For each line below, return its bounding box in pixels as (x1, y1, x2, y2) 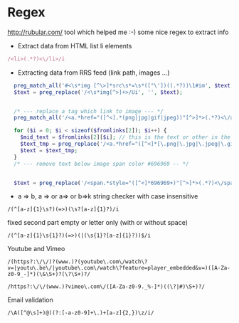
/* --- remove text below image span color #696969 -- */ (14, 160, 190, 167)
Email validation (7, 296, 53, 305)
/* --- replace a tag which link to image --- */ (14, 107, 164, 115)
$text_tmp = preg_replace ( (20, 140, 100, 148)
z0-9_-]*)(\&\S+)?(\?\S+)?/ (7, 271, 91, 278)
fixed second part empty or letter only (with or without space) (7, 218, 188, 227)
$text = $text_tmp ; (20, 147, 78, 154)
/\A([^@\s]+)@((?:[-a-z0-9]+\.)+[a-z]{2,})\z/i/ (7, 309, 154, 317)
